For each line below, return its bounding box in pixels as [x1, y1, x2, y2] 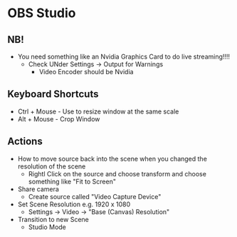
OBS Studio [7, 5, 76, 21]
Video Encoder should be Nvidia [38, 68, 134, 76]
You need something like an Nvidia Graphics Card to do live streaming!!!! [17, 52, 230, 61]
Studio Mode [28, 223, 66, 231]
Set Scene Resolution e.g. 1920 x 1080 [17, 200, 131, 208]
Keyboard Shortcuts [7, 88, 99, 101]
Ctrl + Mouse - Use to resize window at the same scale [17, 107, 179, 116]
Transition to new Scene [17, 215, 89, 223]
